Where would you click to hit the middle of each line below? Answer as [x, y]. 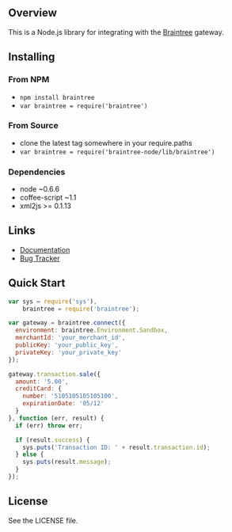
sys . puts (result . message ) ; [67, 462]
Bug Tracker [40, 258]
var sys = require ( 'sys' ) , [53, 301]
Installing [32, 57]
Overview [33, 13]
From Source [33, 126]
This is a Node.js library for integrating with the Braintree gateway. [116, 32]
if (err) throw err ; [49, 426]
